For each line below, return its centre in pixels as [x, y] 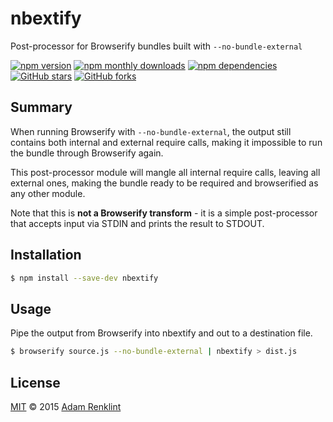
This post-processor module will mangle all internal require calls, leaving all [165, 172]
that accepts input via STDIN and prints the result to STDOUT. [137, 223]
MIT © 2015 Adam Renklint [66, 406]
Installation [46, 255]
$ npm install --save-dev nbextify [84, 278]
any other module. [48, 193]
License [35, 382]
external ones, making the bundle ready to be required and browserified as [164, 183]
